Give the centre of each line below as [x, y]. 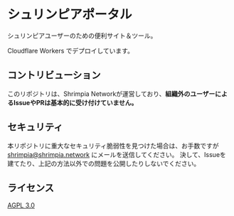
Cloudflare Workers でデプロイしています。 [70, 50]
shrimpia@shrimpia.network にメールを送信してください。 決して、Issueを [117, 154]
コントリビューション [54, 75]
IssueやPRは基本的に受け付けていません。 [75, 102]
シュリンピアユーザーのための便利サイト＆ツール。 [82, 36]
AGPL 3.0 [21, 205]
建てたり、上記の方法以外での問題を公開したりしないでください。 [104, 163]
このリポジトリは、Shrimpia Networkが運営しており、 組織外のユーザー [111, 94]
